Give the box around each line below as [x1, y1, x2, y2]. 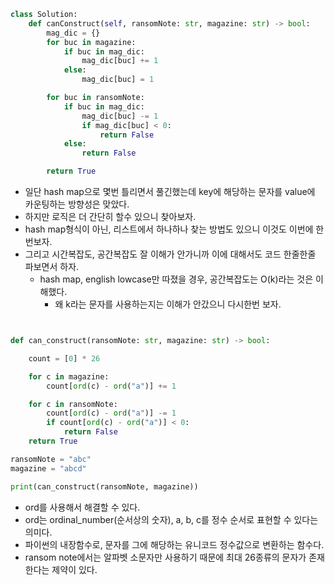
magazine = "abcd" [10, 463, 87, 474]
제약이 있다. [51, 563, 98, 575]
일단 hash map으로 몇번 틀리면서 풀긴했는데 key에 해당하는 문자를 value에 [24, 186, 316, 197]
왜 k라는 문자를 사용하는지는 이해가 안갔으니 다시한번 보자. [54, 298, 282, 310]
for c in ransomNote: [28, 399, 118, 409]
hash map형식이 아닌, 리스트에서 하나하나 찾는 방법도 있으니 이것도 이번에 [24, 223, 314, 235]
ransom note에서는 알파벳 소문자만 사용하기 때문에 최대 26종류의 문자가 [24, 551, 307, 563]
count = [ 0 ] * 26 [28, 353, 101, 364]
